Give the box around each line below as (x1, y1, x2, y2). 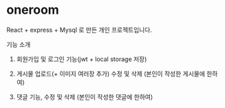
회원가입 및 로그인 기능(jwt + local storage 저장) (16, 54, 147, 63)
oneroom (6, 2, 59, 18)
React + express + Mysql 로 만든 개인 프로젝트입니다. (6, 25, 153, 34)
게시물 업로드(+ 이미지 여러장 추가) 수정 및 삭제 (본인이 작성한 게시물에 (16, 69, 206, 78)
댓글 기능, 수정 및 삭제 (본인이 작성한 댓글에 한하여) (16, 92, 153, 101)
